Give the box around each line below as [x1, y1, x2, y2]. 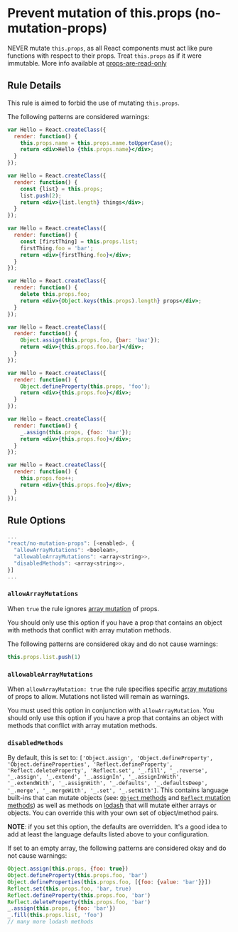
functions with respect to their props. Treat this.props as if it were [7, 51, 202, 60]
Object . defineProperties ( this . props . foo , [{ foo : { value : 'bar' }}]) [7, 879, 212, 886]
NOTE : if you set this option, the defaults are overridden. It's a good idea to [7, 822, 227, 831]
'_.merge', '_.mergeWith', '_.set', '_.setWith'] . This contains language [7, 786, 229, 794]
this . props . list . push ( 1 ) [7, 653, 81, 660]
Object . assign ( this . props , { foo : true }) [7, 865, 129, 873]
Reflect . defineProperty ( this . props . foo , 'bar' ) [7, 891, 151, 899]
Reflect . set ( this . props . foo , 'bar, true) [7, 885, 132, 892]
